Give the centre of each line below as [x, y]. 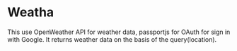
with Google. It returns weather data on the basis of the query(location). [112, 39]
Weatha [31, 12]
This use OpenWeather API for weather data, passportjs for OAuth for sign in [119, 32]
